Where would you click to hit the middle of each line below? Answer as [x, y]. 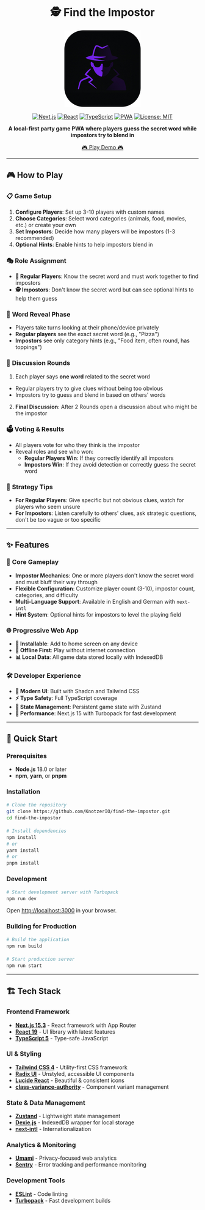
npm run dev [21, 899]
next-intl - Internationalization [53, 1129]
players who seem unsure [48, 507]
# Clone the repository [37, 805]
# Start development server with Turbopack [63, 892]
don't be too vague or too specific [58, 520]
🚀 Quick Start [32, 738]
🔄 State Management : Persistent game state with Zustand [88, 707]
